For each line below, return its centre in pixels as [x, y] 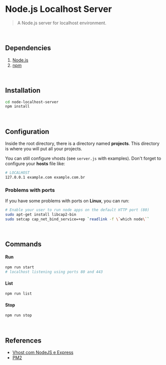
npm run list [19, 294]
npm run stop [19, 315]
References [23, 340]
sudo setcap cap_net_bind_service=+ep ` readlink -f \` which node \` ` [77, 219]
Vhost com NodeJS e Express [43, 353]
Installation [23, 91]
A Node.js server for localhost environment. [62, 23]
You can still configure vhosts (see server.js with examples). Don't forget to [83, 158]
